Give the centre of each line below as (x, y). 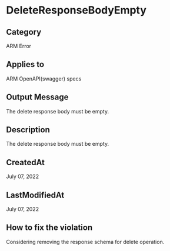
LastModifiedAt (35, 195)
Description (28, 130)
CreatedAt (26, 162)
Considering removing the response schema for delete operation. (85, 242)
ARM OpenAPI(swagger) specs (44, 78)
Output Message (37, 97)
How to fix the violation (49, 228)
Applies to (25, 64)
